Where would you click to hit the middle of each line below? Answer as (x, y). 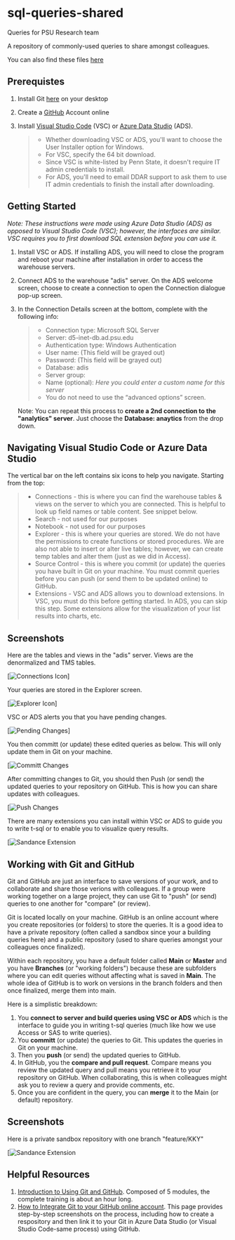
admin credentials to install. (85, 169)
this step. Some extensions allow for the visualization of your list (128, 608)
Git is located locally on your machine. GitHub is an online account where (113, 917)
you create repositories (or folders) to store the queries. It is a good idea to (115, 925)
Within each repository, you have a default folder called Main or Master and (117, 961)
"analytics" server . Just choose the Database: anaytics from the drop (120, 418)
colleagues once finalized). (46, 947)
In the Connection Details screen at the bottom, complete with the (113, 309)
